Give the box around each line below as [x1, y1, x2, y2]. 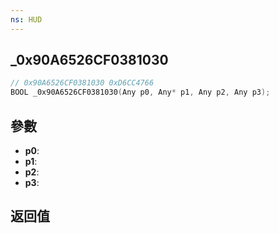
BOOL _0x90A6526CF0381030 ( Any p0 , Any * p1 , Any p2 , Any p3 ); [10, 87, 271, 98]
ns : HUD [10, 14, 43, 25]
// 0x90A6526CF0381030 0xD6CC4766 [10, 78, 155, 88]
